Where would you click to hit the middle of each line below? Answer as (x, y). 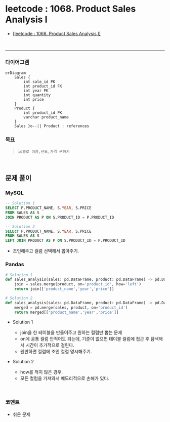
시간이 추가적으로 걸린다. (50, 345)
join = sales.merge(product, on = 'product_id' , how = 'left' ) (78, 284)
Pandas (15, 265)
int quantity (37, 95)
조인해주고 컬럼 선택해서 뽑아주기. (46, 251)
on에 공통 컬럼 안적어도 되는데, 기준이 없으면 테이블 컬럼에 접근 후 (85, 339)
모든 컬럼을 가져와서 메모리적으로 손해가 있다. (65, 378)
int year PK (36, 91)
